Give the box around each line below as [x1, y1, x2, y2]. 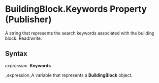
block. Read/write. [5, 35, 42, 41]
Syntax [5, 50, 28, 58]
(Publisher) [5, 14, 52, 25]
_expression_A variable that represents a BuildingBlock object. [5, 72, 133, 78]
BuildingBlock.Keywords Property [5, 3, 147, 15]
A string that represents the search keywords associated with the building [5, 30, 155, 36]
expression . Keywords [5, 62, 51, 68]
